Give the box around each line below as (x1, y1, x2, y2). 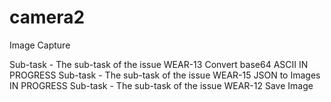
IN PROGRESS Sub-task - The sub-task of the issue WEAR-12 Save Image (9, 79, 314, 91)
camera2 (9, 6, 86, 29)
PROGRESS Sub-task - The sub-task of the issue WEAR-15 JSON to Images (9, 69, 321, 81)
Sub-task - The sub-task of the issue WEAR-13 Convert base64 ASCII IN (9, 58, 309, 70)
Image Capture (9, 39, 71, 51)
